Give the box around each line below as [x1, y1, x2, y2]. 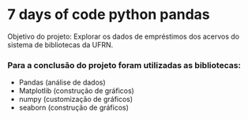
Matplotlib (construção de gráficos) [18, 86, 135, 96]
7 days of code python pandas [7, 6, 210, 24]
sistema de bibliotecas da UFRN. [7, 39, 114, 49]
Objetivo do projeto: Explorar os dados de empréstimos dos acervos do [7, 32, 240, 41]
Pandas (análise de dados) [18, 77, 106, 88]
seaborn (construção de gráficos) [18, 103, 130, 112]
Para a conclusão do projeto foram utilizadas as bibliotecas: [7, 59, 242, 70]
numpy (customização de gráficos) [18, 95, 133, 104]
